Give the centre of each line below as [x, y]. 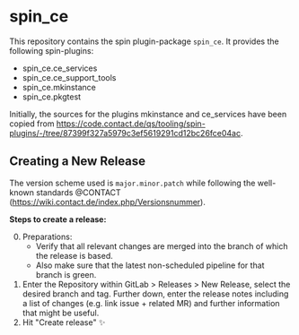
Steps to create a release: [58, 219]
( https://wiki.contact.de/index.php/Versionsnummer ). [108, 202]
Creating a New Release [78, 162]
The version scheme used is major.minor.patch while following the [132, 183]
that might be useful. [61, 313]
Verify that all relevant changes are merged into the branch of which [162, 246]
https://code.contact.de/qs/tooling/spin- [131, 124]
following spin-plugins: [52, 50]
